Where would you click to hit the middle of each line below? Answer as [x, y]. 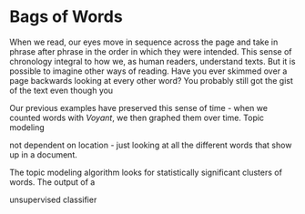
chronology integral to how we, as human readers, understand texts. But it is [152, 61]
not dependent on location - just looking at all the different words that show [151, 145]
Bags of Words [66, 17]
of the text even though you [61, 90]
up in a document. [43, 154]
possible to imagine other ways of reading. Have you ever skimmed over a [148, 71]
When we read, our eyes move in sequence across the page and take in [144, 42]
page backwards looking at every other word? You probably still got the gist [151, 80]
